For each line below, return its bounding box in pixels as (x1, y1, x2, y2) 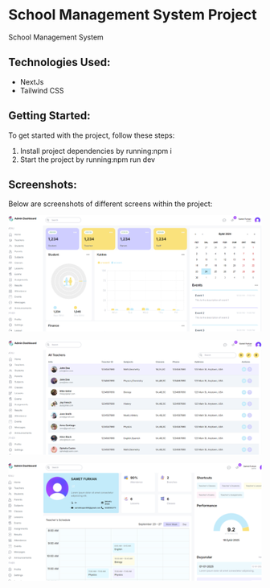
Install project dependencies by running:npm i (19, 146, 173, 155)
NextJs (19, 77, 44, 86)
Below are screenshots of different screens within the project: (8, 199, 213, 209)
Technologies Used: (8, 56, 111, 69)
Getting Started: (8, 109, 91, 122)
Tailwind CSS (19, 85, 64, 95)
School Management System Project (8, 6, 257, 24)
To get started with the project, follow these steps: (8, 130, 175, 140)
